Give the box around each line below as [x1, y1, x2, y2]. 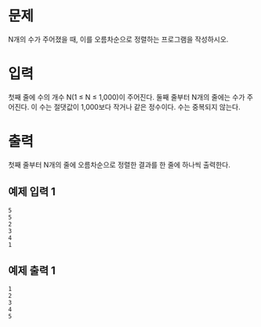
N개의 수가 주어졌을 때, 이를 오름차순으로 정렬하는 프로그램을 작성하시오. [8, 35, 229, 44]
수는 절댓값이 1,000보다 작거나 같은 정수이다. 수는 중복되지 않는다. [38, 102, 241, 111]
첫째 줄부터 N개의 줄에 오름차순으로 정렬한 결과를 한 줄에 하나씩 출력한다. [8, 160, 231, 169]
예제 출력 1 [8, 264, 56, 278]
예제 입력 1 [8, 185, 56, 198]
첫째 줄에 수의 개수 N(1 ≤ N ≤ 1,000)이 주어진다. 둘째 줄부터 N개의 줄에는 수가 [8, 92, 245, 102]
